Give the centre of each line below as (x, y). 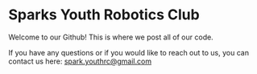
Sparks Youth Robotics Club (104, 15)
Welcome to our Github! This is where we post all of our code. (111, 37)
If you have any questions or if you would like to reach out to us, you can (129, 52)
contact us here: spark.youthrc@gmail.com (80, 61)
